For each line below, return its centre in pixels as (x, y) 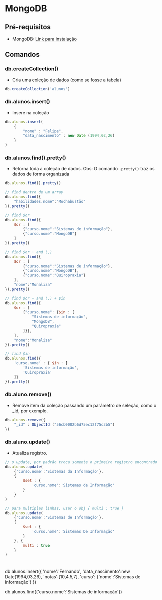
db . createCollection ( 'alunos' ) (38, 89)
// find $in (17, 354)
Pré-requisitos (28, 27)
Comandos (22, 55)
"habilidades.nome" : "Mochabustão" (50, 202)
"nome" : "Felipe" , (43, 131)
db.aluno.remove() (28, 394)
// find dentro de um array (34, 192)
